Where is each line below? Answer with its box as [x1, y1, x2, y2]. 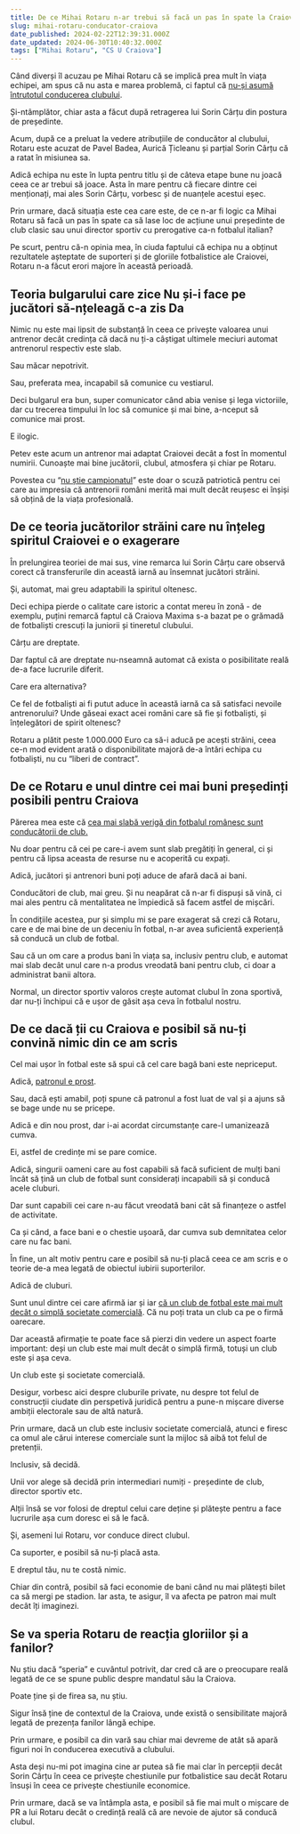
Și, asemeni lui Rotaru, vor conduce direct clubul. [10, 1530, 191, 1540]
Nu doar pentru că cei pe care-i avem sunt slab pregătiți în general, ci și [10, 843, 273, 854]
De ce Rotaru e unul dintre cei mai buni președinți [10, 780, 288, 795]
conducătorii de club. [10, 826, 88, 836]
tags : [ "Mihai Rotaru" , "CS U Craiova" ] [10, 46, 163, 55]
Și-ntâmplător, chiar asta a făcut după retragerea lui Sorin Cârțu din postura [10, 107, 288, 117]
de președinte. [10, 117, 63, 127]
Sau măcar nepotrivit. [10, 360, 90, 370]
